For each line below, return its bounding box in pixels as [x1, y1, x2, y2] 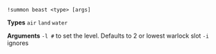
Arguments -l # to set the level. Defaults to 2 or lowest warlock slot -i [7, 31, 209, 40]
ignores [7, 39, 29, 47]
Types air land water [7, 18, 68, 27]
